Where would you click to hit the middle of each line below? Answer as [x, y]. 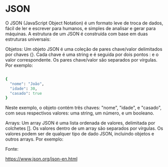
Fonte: [12, 149]
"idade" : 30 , [24, 89]
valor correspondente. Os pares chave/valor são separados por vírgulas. [81, 60]
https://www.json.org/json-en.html [41, 159]
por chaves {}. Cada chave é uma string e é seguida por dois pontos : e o [82, 54]
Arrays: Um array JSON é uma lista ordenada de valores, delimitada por [80, 123]
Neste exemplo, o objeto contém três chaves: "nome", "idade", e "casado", [83, 108]
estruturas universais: [28, 39]
